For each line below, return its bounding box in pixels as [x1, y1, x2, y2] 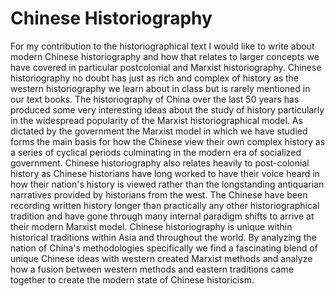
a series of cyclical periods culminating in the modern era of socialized [10, 146, 302, 158]
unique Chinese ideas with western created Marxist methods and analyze [10, 252, 313, 264]
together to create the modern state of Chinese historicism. [10, 273, 255, 286]
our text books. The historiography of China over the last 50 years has [10, 93, 300, 105]
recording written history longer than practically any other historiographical [10, 199, 320, 211]
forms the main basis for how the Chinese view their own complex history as [10, 135, 326, 147]
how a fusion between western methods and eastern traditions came [10, 263, 294, 275]
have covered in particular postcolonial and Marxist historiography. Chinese [10, 61, 322, 73]
